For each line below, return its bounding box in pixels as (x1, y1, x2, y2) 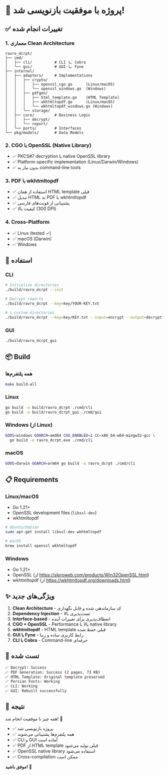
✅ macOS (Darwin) (12, 236, 52, 242)
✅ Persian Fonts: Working (5, 679, 60, 684)
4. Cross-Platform (5, 219, 50, 226)
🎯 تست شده (5, 652, 39, 660)
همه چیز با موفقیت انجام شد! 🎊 (5, 716, 63, 722)
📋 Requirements (5, 475, 58, 484)
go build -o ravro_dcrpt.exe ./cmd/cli (9, 437, 93, 443)
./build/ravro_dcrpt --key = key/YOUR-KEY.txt (5, 301, 99, 306)
